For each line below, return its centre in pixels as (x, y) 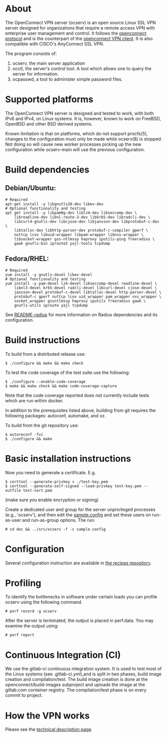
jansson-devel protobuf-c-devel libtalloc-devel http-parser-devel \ (88, 292)
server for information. (35, 74)
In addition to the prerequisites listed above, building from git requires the (81, 410)
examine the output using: (32, 626)
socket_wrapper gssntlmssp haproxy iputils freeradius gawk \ (80, 301)
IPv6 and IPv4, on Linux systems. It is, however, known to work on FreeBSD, (83, 119)
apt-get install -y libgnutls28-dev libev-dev (54, 204)
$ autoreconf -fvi (24, 434)
